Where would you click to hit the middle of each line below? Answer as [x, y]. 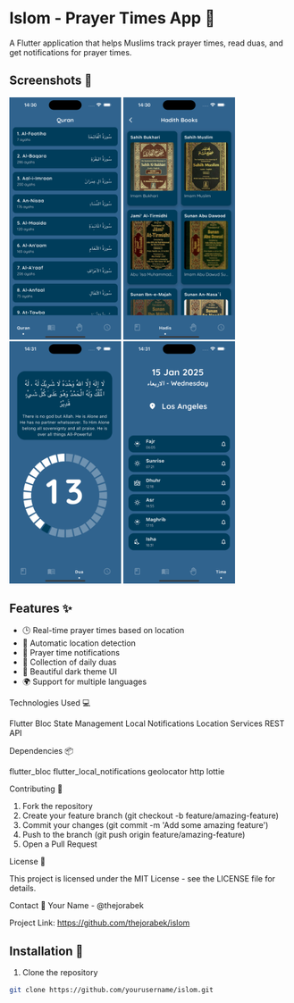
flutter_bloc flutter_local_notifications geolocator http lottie [117, 772]
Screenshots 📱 [51, 81]
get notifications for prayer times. [71, 52]
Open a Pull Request [60, 844]
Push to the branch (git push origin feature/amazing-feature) [134, 835]
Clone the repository [60, 973]
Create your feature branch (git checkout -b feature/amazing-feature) [151, 815]
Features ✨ [41, 608]
